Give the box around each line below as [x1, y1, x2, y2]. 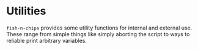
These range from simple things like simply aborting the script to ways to [6, 30, 190, 37]
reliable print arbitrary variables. [6, 37, 87, 44]
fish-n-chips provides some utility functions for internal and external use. [6, 24, 193, 31]
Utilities [6, 4, 46, 18]
